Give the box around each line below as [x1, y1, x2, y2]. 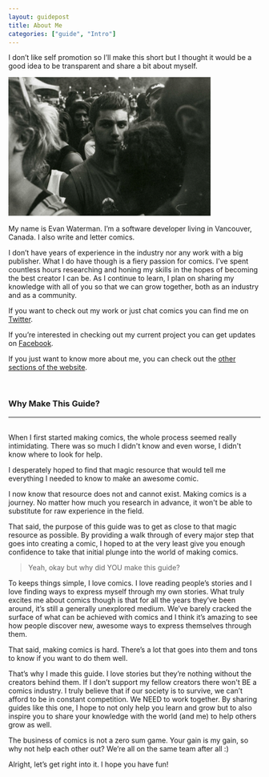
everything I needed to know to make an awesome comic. [8, 473, 199, 483]
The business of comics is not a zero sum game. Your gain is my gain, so [8, 735, 249, 745]
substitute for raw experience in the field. [8, 505, 144, 516]
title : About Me [8, 21, 62, 30]
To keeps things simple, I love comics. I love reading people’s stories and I [8, 578, 252, 588]
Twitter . [8, 315, 34, 324]
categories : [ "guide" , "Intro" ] [8, 30, 116, 38]
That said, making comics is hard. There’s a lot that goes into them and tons [8, 645, 258, 654]
